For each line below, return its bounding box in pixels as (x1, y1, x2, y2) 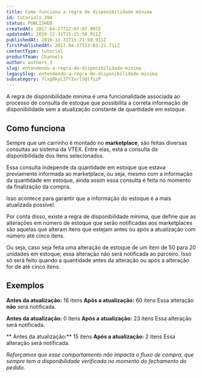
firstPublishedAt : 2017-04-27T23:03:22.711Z (6, 43, 120, 49)
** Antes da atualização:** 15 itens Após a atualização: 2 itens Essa (6, 333, 176, 340)
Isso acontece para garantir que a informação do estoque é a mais (6, 195, 172, 202)
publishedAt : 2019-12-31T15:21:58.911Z (6, 37, 107, 43)
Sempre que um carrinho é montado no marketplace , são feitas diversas (6, 139, 188, 146)
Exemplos (6, 280, 44, 291)
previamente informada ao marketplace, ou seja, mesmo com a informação (6, 170, 193, 177)
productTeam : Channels (6, 54, 63, 60)
